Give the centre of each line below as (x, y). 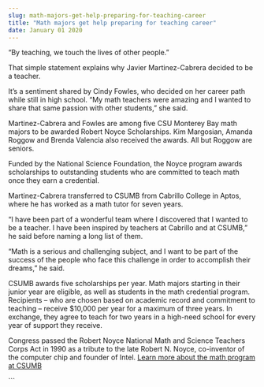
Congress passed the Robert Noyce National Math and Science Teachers (127, 340)
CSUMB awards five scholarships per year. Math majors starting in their (124, 284)
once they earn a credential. (54, 180)
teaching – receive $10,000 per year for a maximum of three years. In (120, 309)
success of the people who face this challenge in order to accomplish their (129, 260)
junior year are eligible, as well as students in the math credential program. (129, 292)
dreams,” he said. (37, 268)
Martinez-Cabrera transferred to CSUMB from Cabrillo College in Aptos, (125, 196)
